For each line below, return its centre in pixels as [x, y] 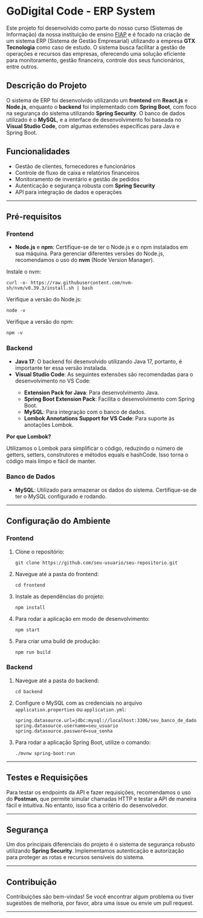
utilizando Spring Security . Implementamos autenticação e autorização [95, 851]
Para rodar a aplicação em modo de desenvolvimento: [82, 618]
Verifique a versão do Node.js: [44, 300]
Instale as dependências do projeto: [60, 596]
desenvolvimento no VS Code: [53, 381]
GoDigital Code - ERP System [81, 11]
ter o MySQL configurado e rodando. [61, 496]
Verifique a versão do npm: [40, 322]
